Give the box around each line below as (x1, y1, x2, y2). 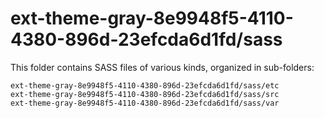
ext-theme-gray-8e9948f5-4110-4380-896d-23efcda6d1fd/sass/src (10, 89, 280, 99)
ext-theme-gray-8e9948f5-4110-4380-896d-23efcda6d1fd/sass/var (10, 98, 280, 108)
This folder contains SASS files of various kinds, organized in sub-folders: (10, 61, 315, 73)
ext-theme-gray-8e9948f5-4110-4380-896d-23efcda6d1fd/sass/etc (10, 80, 280, 91)
